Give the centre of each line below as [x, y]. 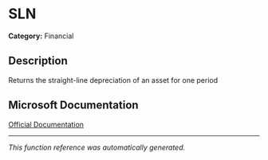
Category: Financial [41, 36]
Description [38, 61]
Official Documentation [46, 124]
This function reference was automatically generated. [97, 147]
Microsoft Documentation [73, 105]
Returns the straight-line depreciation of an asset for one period [113, 80]
